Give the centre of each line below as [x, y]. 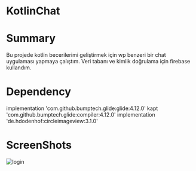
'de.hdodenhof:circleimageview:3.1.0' [52, 121]
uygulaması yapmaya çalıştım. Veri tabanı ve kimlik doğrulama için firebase [98, 62]
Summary [31, 39]
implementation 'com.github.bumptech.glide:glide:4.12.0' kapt [82, 108]
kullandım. [19, 68]
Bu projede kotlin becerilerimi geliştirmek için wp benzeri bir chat [86, 55]
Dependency [39, 92]
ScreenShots [39, 145]
